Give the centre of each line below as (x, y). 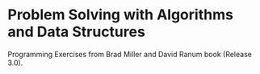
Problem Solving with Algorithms (120, 15)
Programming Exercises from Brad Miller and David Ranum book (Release (130, 54)
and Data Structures (77, 32)
